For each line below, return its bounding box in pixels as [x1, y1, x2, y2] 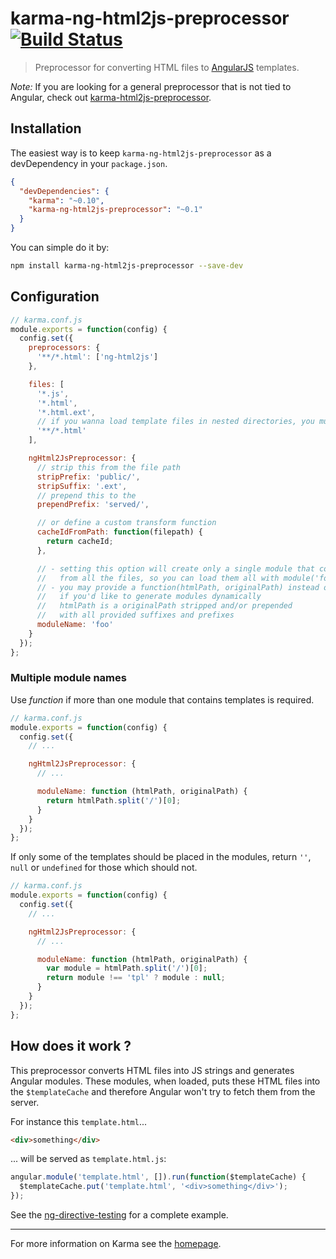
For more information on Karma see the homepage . [10, 1238, 222, 1250]
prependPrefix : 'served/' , [36, 500, 150, 510]
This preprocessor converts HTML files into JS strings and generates [10, 1064, 295, 1076]
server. [10, 1096, 40, 1108]
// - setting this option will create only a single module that [36, 563, 315, 574]
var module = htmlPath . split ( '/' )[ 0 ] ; [46, 963, 208, 974]
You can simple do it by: [10, 242, 110, 253]
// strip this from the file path [36, 462, 182, 472]
